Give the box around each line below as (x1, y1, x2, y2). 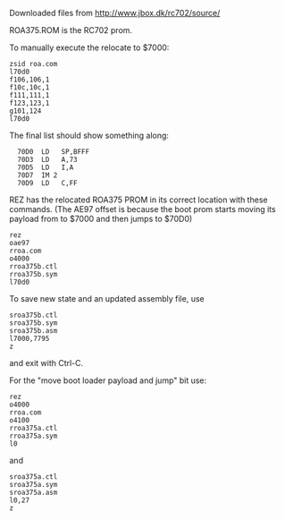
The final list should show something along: (9, 130, 170, 141)
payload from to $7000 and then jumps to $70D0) (9, 214, 193, 224)
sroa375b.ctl (9, 311, 58, 320)
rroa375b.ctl (9, 262, 58, 271)
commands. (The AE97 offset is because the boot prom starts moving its (9, 204, 276, 214)
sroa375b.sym (9, 319, 58, 328)
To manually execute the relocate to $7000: (9, 42, 170, 53)
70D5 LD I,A (17, 163, 74, 172)
